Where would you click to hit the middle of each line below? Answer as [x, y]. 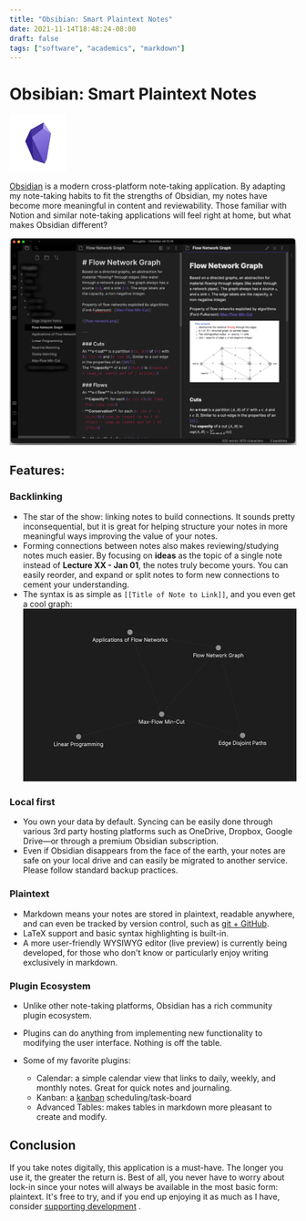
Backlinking [36, 497]
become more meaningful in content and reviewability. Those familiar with [148, 206]
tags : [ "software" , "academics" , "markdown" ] [97, 48]
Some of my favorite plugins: [76, 1060]
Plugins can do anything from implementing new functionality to [143, 1033]
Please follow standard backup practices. [100, 870]
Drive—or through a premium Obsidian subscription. [120, 841]
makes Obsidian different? [58, 225]
